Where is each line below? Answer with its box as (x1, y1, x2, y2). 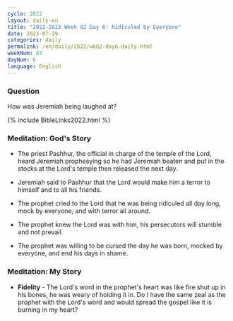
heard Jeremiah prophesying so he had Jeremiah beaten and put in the (17, 157, 225, 166)
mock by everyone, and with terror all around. (17, 207, 150, 215)
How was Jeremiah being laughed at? (7, 102, 117, 110)
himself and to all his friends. (17, 186, 102, 194)
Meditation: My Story (7, 267, 82, 277)
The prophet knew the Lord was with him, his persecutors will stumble (17, 220, 222, 229)
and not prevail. (17, 228, 64, 236)
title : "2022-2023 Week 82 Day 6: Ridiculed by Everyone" (7, 23, 181, 30)
